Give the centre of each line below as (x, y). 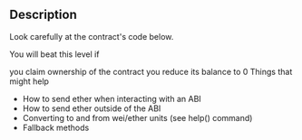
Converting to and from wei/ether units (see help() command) (137, 117)
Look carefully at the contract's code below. (92, 36)
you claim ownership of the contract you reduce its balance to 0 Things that (151, 71)
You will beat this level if (54, 54)
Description (43, 15)
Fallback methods (56, 127)
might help (29, 81)
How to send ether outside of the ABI (92, 108)
